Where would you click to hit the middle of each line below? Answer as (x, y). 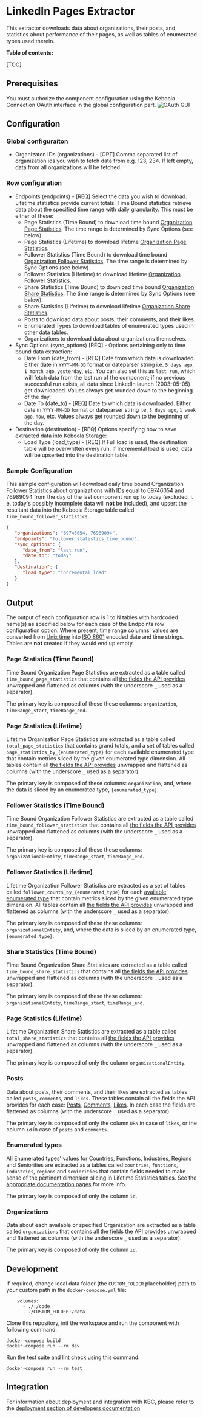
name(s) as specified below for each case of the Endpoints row (85, 624)
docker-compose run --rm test (45, 1368)
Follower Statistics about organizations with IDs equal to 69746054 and (95, 490)
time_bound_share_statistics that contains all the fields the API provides (97, 971)
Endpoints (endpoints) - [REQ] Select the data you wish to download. (101, 196)
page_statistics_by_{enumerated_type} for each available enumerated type (100, 752)
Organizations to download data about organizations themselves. (105, 338)
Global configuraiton (37, 141)
